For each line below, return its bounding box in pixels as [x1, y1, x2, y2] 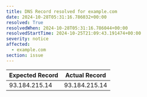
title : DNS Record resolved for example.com [6, 8, 117, 15]
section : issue [6, 52, 44, 58]
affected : [6, 42, 31, 48]
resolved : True [6, 19, 44, 25]
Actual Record [65, 71, 106, 79]
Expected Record [9, 71, 58, 79]
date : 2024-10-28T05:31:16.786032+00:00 [6, 14, 107, 20]
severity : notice [6, 36, 49, 42]
